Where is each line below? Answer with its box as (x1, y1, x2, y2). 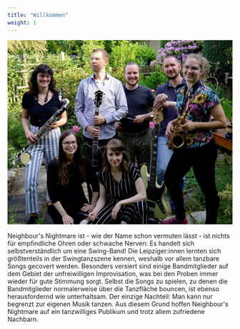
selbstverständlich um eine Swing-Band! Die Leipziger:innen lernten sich (7, 247, 221, 255)
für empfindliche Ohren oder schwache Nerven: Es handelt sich (7, 239, 195, 248)
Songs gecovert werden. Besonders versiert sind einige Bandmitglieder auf (7, 262, 229, 270)
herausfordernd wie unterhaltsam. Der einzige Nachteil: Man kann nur (7, 293, 213, 301)
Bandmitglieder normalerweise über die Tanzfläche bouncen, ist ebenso (7, 285, 220, 293)
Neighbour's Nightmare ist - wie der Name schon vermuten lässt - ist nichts (7, 232, 230, 241)
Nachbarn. (7, 315, 39, 324)
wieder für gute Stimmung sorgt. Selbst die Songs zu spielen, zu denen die (7, 277, 228, 285)
